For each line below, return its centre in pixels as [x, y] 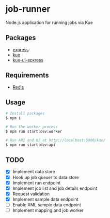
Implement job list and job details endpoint [55, 188]
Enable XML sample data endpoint [47, 205]
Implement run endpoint [37, 183]
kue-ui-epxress [28, 60]
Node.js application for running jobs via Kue [49, 22]
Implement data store [34, 172]
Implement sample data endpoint [45, 199]
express [20, 49]
